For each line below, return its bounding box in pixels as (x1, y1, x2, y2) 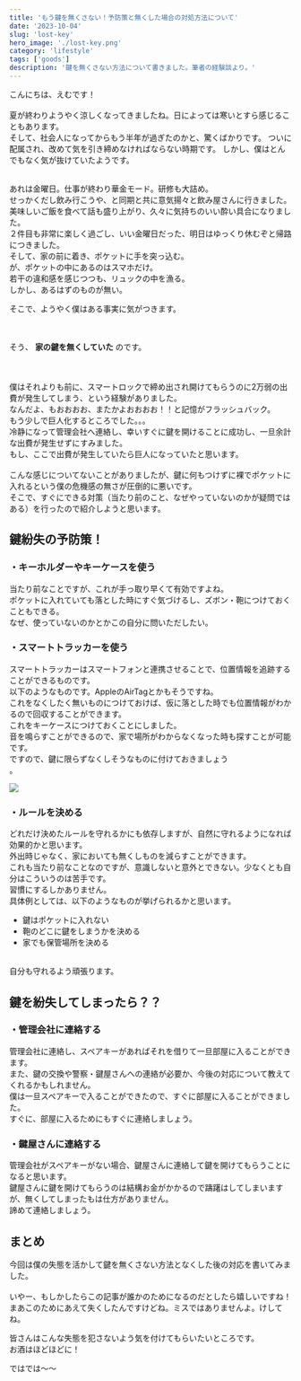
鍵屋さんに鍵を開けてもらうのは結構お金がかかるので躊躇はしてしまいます (9, 1183, 284, 1193)
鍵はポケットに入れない (21, 915, 109, 926)
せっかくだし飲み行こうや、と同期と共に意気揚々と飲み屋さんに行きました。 (9, 194, 292, 205)
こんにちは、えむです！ (9, 89, 96, 100)
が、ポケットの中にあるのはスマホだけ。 (9, 261, 159, 272)
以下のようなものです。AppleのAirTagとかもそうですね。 (9, 686, 219, 697)
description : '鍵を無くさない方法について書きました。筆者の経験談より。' (9, 64, 256, 73)
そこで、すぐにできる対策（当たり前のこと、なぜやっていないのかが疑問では (9, 491, 291, 503)
